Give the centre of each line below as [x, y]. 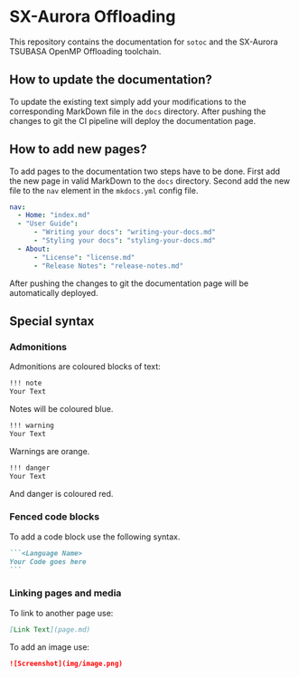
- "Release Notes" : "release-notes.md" [108, 266]
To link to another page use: [61, 613]
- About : [34, 249]
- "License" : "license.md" [84, 257]
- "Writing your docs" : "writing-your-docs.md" [125, 233]
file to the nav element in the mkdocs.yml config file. [104, 190]
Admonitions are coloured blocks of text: [85, 367]
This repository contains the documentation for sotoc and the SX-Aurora [144, 42]
